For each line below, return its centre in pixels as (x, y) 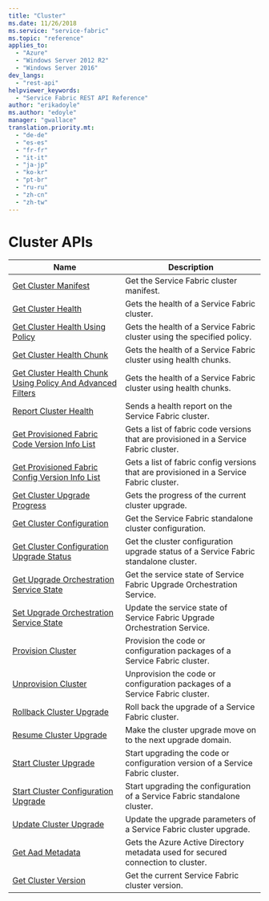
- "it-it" (32, 157)
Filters (24, 393)
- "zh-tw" (32, 202)
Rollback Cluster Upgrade (61, 712)
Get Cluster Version (49, 881)
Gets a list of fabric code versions (189, 429)
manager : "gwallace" (43, 120)
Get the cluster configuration (179, 542)
